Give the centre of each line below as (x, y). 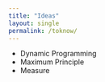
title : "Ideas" (34, 16)
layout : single (34, 23)
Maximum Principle (52, 62)
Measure (35, 71)
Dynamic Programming (58, 54)
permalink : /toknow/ (43, 31)
